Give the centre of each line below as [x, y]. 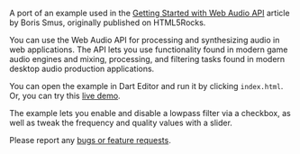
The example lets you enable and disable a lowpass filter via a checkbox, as [150, 113]
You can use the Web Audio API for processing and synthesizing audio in [145, 40]
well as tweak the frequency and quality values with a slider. [121, 122]
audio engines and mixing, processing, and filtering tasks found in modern [147, 59]
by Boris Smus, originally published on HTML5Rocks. [108, 23]
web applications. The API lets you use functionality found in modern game [149, 50]
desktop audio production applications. [82, 68]
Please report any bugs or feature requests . [90, 140]
